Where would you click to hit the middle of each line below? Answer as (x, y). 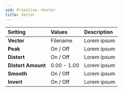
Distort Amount (27, 65)
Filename (61, 40)
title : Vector (20, 15)
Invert (15, 82)
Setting (17, 32)
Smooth (17, 73)
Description (98, 32)
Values (59, 32)
